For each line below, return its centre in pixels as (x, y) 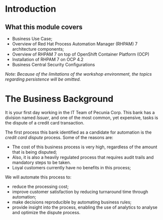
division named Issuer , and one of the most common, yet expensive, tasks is (81, 118)
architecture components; (38, 49)
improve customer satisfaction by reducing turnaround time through (80, 192)
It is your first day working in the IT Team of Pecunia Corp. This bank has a (80, 112)
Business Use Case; (32, 39)
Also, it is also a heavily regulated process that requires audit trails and (83, 157)
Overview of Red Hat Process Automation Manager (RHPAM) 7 (75, 44)
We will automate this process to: (38, 177)
